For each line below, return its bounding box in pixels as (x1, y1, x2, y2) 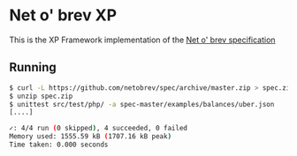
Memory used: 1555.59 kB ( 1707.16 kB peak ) (9, 132, 172, 141)
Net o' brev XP (9, 5, 118, 26)
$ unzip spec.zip (9, 92, 73, 100)
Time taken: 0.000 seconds (9, 140, 109, 149)
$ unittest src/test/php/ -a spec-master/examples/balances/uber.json (9, 100, 275, 108)
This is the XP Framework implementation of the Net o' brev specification (9, 34, 276, 45)
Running (9, 60, 57, 75)
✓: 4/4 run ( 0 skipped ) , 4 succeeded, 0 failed (9, 124, 188, 133)
